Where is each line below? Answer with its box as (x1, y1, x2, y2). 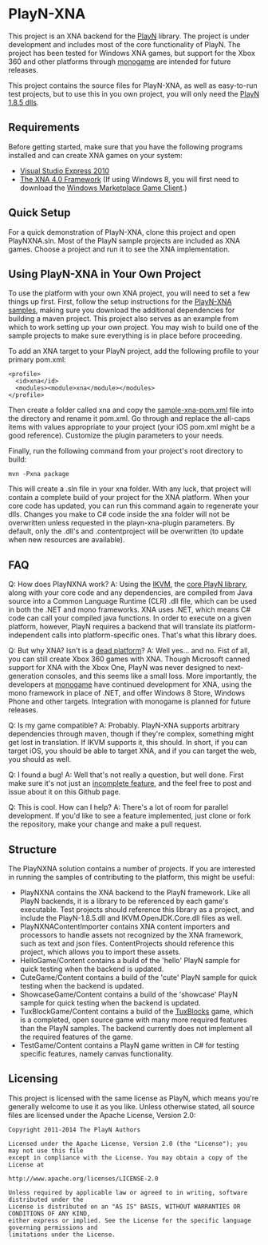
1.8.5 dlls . (8, 97, 39, 107)
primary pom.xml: (8, 355, 66, 364)
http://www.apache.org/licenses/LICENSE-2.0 (8, 1175, 159, 1183)
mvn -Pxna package (8, 470, 69, 478)
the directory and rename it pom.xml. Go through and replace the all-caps (8, 414, 250, 423)
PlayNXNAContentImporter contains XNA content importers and (19, 922, 231, 931)
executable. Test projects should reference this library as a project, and (19, 905, 254, 914)
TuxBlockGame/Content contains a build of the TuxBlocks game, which (19, 1007, 254, 1016)
